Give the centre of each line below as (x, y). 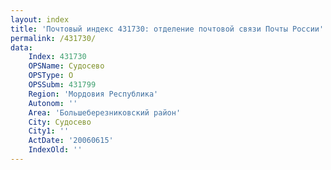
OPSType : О (51, 76)
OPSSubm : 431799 (62, 85)
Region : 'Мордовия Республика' (93, 94)
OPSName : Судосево (66, 66)
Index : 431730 (57, 57)
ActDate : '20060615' (71, 141)
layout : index (40, 19)
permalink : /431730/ (53, 38)
